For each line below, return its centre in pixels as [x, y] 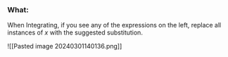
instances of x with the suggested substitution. [75, 32]
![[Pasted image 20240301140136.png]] [65, 46]
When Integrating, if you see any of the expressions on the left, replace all [114, 25]
